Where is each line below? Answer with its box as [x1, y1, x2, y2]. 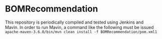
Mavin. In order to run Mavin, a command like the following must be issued [5, 24, 154, 30]
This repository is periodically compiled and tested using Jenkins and [5, 19, 144, 25]
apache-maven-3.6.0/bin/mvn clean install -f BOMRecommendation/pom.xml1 [5, 29, 158, 34]
